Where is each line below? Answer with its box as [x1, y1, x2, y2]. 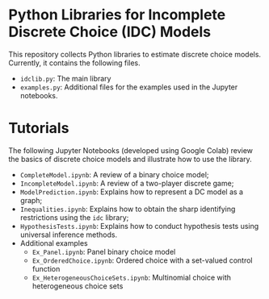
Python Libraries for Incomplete [8, 6, 226, 24]
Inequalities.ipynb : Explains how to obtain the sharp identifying [19, 204, 236, 214]
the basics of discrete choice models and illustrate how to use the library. [8, 154, 252, 164]
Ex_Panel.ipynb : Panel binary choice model [32, 247, 176, 256]
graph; [19, 195, 43, 205]
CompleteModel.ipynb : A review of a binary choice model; [19, 169, 209, 179]
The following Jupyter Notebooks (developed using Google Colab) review [8, 145, 253, 155]
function [32, 264, 61, 273]
